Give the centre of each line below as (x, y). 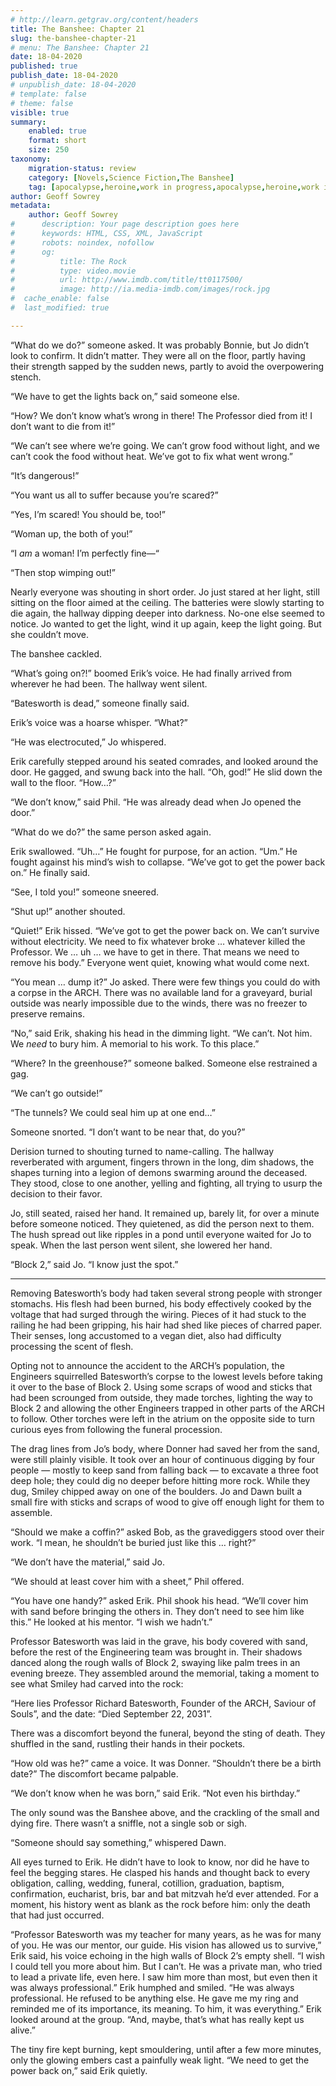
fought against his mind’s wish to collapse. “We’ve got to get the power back (168, 862)
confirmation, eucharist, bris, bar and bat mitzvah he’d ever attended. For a (164, 1893)
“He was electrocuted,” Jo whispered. (88, 742)
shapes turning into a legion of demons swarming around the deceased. (159, 1172)
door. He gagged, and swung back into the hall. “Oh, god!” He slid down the (166, 772)
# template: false (48, 94)
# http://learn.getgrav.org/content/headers (104, 19)
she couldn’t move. (49, 634)
